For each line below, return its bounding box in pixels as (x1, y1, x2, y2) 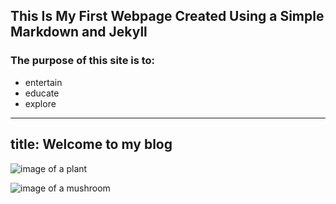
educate (24, 87, 60, 99)
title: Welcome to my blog (10, 136, 173, 153)
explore (24, 97, 57, 109)
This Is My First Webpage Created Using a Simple (10, 8, 325, 25)
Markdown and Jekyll (10, 24, 148, 41)
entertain (24, 76, 63, 88)
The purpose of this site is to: (10, 54, 156, 68)
